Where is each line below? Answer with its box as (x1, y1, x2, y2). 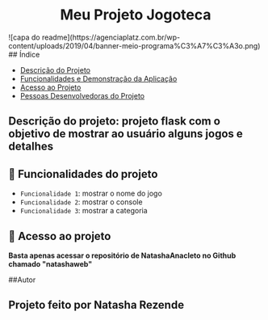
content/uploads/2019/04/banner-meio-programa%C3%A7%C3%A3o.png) (8, 40, 261, 50)
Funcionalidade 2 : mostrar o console (19, 197, 143, 207)
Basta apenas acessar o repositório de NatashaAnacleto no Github (8, 251, 237, 260)
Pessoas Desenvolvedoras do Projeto (19, 91, 145, 100)
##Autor (8, 275, 36, 284)
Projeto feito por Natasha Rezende (8, 298, 184, 312)
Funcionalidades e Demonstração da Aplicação (19, 74, 178, 83)
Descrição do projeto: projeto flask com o (8, 115, 220, 128)
